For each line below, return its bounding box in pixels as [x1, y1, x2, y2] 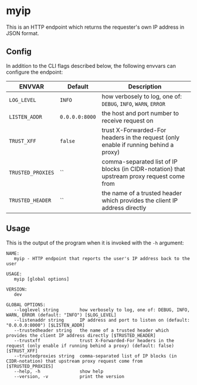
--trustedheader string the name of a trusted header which [13, 327, 169, 333]
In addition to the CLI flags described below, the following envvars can [6, 62, 176, 69]
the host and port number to [101, 109, 179, 117]
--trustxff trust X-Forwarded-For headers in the [13, 338, 175, 343]
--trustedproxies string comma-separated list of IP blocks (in [13, 353, 177, 359]
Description [128, 82, 162, 90]
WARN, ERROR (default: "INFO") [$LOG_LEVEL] [6, 312, 117, 318]
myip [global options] [13, 276, 69, 282]
